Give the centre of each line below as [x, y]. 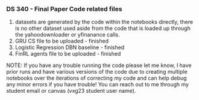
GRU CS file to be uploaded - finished [62, 41]
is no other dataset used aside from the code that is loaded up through [103, 28]
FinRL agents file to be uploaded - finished [68, 54]
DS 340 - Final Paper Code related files [64, 9]
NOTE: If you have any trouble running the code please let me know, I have [99, 65]
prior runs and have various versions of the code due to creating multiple [97, 72]
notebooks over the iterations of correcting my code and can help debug [96, 78]
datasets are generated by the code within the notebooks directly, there [104, 22]
